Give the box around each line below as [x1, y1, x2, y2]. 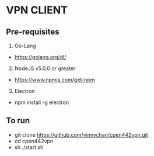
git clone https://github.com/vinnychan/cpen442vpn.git [14, 131, 148, 138]
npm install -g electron [14, 99, 69, 106]
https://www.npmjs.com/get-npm [14, 77, 95, 83]
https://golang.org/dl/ [14, 54, 66, 60]
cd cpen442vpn [14, 137, 54, 144]
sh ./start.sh [14, 144, 44, 151]
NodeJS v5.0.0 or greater [14, 65, 76, 72]
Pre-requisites [6, 27, 60, 37]
